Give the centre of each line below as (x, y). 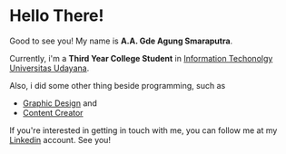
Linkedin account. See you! (60, 140)
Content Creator (53, 112)
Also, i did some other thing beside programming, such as (118, 85)
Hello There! (57, 16)
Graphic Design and (60, 103)
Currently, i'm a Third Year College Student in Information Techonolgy (141, 58)
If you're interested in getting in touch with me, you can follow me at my (143, 130)
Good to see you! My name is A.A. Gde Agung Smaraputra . (121, 41)
